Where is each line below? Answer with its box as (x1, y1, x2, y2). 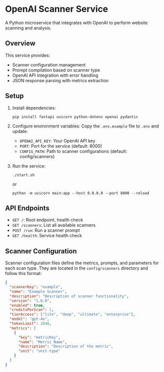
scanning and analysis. (5, 25, 52, 31)
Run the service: (12, 163, 46, 169)
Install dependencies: (12, 105, 56, 111)
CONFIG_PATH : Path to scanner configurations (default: (19, 148, 128, 154)
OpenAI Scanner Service (5, 3, 108, 15)
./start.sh (12, 172, 35, 178)
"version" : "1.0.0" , (9, 298, 52, 303)
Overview (5, 39, 36, 48)
